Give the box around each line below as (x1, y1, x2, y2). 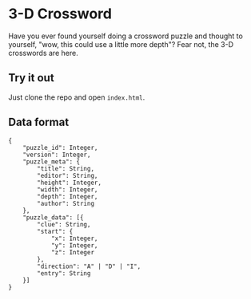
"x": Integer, (50, 234, 98, 242)
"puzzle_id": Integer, (22, 144, 98, 151)
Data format (8, 116, 70, 129)
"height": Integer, (37, 179, 102, 187)
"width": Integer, (37, 185, 98, 194)
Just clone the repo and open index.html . (8, 92, 145, 102)
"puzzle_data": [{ (22, 213, 84, 222)
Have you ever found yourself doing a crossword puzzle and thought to (8, 31, 244, 41)
